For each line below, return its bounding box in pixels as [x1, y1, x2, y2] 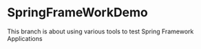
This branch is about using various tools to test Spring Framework [7, 27, 194, 35]
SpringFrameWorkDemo [7, 5, 148, 20]
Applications [7, 34, 43, 42]
